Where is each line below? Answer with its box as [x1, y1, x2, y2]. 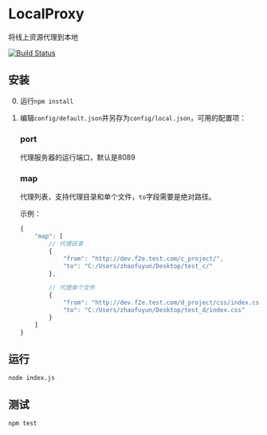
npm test [8, 420, 37, 428]
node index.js [8, 374, 56, 382]
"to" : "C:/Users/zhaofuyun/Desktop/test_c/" [62, 262, 214, 270]
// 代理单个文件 [49, 284, 96, 292]
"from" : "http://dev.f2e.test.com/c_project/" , [62, 255, 224, 263]
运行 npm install [19, 96, 74, 105]
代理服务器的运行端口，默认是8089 [19, 152, 135, 162]
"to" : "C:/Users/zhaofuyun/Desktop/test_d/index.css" [62, 306, 245, 314]
